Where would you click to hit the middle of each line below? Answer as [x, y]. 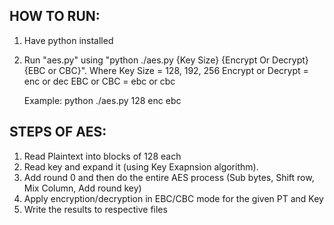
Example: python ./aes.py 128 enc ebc [102, 100]
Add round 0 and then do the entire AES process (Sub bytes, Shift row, [169, 177]
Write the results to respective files [95, 209]
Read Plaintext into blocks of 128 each [102, 156]
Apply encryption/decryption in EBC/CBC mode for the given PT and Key [173, 198]
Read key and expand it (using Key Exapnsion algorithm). [141, 166]
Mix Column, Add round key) [82, 188]
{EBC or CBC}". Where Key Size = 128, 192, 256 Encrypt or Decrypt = [166, 70]
